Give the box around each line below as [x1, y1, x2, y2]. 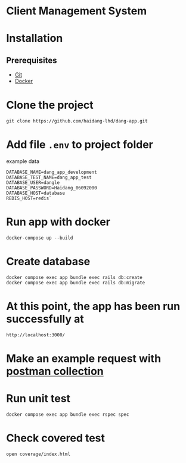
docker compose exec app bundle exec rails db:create [6, 274, 143, 280]
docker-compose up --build [6, 235, 73, 241]
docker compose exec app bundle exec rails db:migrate [6, 280, 145, 286]
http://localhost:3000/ [6, 332, 66, 338]
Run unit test [6, 392, 70, 406]
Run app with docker [6, 215, 110, 229]
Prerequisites [6, 55, 57, 65]
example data [6, 158, 40, 165]
